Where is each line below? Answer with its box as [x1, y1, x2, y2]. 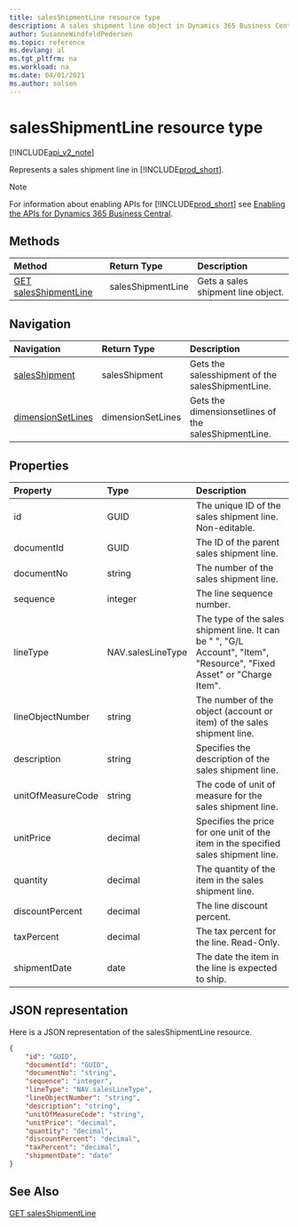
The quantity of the [195, 863, 276, 875]
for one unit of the [195, 826, 271, 838]
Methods [9, 233, 60, 249]
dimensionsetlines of [189, 405, 277, 418]
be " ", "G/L [195, 635, 244, 647]
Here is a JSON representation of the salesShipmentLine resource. [9, 1026, 253, 1037]
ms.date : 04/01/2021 [9, 71, 86, 80]
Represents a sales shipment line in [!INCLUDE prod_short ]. [9, 164, 224, 174]
